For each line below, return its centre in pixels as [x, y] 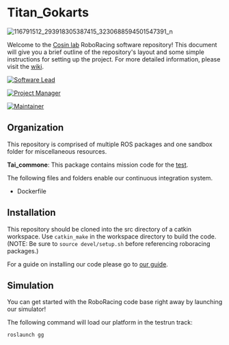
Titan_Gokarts [48, 13]
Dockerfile [31, 191]
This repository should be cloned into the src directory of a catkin [99, 229]
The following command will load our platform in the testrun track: [100, 322]
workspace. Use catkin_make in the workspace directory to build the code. [112, 236]
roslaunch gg [26, 335]
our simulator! [27, 309]
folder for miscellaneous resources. [57, 151]
